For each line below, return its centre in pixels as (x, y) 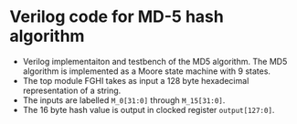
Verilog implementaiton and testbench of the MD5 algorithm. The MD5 (155, 61)
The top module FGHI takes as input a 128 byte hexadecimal (136, 80)
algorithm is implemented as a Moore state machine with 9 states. (147, 71)
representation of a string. (72, 90)
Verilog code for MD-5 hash (117, 17)
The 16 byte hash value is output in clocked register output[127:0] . (148, 109)
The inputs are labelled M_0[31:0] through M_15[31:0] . (124, 100)
